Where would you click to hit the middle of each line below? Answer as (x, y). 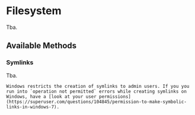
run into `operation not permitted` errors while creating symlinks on (96, 91)
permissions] (115, 96)
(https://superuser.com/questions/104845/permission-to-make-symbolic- (96, 101)
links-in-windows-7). (33, 107)
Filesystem (34, 11)
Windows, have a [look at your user (51, 96)
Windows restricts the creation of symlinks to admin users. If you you (98, 86)
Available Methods (41, 46)
